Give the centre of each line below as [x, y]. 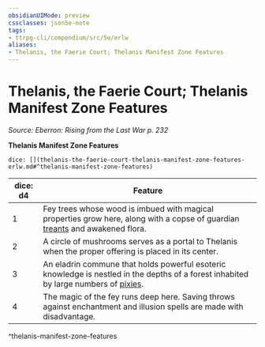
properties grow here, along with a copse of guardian [141, 218]
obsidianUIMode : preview [49, 15]
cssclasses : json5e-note [49, 23]
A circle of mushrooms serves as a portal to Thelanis [140, 241]
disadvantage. [69, 316]
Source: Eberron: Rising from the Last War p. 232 [88, 130]
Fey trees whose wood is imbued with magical [129, 209]
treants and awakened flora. [95, 228]
